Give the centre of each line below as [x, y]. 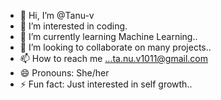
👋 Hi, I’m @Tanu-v [57, 15]
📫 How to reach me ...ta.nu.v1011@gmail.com [114, 58]
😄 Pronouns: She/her [64, 73]
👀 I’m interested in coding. [73, 26]
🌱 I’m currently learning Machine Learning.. [108, 36]
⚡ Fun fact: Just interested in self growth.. [106, 84]
